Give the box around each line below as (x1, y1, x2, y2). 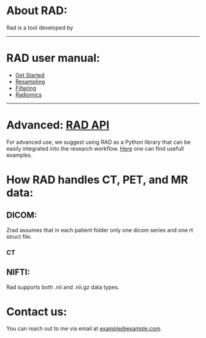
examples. (6, 151, 32, 159)
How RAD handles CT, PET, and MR (6, 173, 188, 187)
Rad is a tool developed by (6, 24, 74, 31)
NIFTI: (6, 267, 31, 277)
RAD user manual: (6, 51, 100, 65)
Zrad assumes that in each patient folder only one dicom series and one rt (6, 226, 193, 233)
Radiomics (15, 91, 42, 98)
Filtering (15, 84, 37, 92)
